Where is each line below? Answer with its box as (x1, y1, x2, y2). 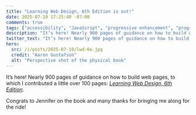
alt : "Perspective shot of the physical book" (11, 57, 127, 63)
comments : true (6, 19, 43, 25)
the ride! (6, 103, 26, 110)
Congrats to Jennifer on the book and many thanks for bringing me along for (6, 97, 190, 104)
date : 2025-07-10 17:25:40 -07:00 (6, 14, 90, 20)
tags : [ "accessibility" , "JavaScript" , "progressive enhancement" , (6, 25, 174, 31)
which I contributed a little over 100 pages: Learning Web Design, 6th (6, 79, 172, 86)
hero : (6, 41, 19, 47)
